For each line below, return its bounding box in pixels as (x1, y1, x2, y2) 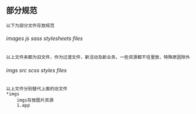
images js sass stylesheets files (6, 35, 84, 42)
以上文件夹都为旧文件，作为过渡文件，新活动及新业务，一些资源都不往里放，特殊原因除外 (6, 55, 190, 61)
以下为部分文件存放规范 (6, 22, 55, 28)
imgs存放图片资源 (16, 98, 54, 103)
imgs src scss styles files (6, 66, 67, 73)
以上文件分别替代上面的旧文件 (6, 86, 68, 92)
